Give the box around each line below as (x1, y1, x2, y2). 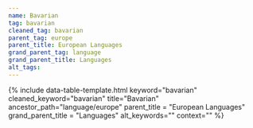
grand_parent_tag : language (8, 48, 102, 56)
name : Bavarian (8, 11, 59, 20)
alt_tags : (8, 64, 41, 72)
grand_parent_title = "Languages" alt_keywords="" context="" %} (8, 111, 224, 120)
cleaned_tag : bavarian (8, 26, 84, 34)
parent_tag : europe (8, 33, 73, 42)
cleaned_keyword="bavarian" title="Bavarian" (8, 93, 159, 103)
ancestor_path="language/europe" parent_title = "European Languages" (8, 102, 246, 111)
